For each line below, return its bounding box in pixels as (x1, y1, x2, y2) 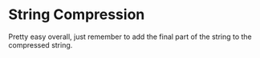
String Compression (8, 6, 145, 24)
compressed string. (8, 40, 73, 49)
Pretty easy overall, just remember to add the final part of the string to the (8, 32, 253, 41)
